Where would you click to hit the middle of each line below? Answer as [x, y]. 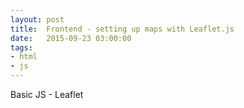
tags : [21, 47]
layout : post [37, 19]
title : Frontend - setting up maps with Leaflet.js [122, 29]
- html [24, 57]
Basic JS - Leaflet [47, 94]
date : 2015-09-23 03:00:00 [71, 38]
